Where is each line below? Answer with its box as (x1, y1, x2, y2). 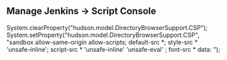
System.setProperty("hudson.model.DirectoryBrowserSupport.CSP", (6, 31, 200, 39)
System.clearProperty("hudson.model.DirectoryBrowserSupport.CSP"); (6, 23, 208, 31)
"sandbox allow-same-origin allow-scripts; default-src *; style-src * (6, 37, 198, 46)
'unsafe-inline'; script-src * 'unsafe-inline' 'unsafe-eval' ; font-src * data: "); (6, 45, 221, 53)
